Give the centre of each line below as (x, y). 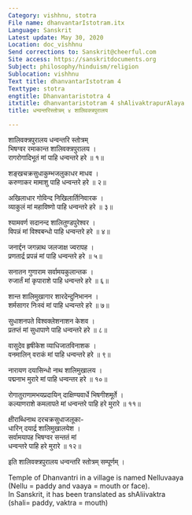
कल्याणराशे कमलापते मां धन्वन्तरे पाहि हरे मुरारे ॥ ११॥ (75, 404)
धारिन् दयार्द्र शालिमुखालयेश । (44, 428)
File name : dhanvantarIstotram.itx (66, 23)
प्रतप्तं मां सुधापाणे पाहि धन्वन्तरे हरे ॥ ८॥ (58, 330)
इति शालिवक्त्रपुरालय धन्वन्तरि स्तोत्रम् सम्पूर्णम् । (66, 462)
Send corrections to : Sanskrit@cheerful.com (82, 52)
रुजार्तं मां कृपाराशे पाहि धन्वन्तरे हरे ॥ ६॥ (58, 281)
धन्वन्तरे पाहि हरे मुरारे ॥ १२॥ (45, 446)
